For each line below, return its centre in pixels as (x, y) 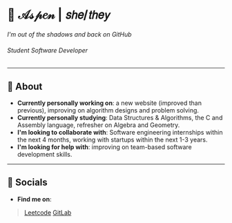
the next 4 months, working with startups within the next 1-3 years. (113, 139)
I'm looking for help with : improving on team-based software (104, 147)
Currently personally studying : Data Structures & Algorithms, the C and (120, 117)
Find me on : (34, 199)
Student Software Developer (48, 50)
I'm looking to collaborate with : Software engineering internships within (120, 132)
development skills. (45, 154)
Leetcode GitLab (48, 212)
